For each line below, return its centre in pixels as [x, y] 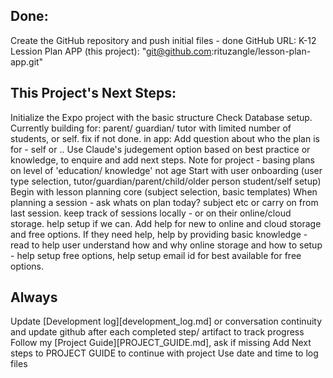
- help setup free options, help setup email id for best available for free [156, 255]
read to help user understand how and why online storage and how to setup [166, 245]
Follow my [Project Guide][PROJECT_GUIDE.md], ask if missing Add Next [161, 343]
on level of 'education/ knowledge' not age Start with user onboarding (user [166, 170]
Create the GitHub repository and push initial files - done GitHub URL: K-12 [163, 40]
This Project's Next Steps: [93, 93]
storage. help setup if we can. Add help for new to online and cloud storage [166, 223]
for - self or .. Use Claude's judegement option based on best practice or [160, 149]
